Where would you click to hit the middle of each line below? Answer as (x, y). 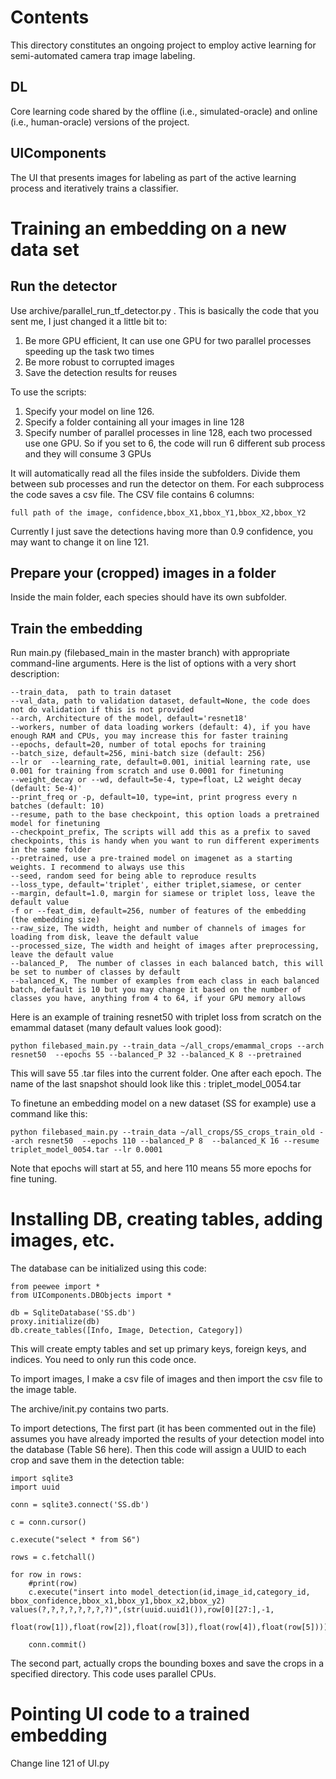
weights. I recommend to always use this (98, 867)
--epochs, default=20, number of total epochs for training (138, 745)
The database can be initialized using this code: (108, 1268)
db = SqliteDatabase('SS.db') (73, 1313)
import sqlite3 (42, 1479)
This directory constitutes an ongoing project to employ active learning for (163, 45)
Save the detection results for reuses (101, 372)
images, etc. (63, 1240)
